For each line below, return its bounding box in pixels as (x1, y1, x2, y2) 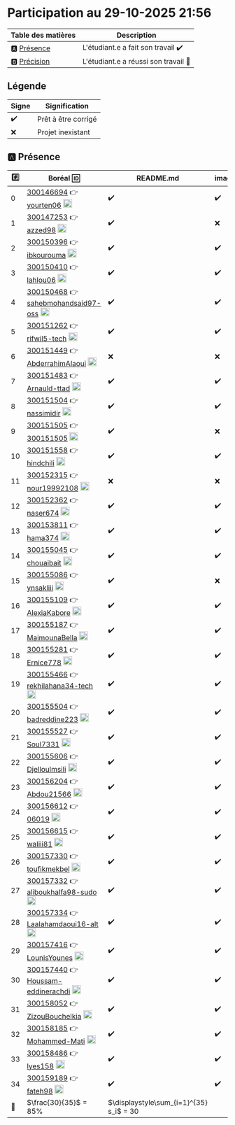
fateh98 (27, 1086, 54, 1096)
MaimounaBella (27, 632, 78, 642)
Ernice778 (27, 658, 62, 667)
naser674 (27, 508, 59, 518)
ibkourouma (27, 250, 66, 260)
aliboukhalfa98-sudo (27, 887, 97, 897)
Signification (45, 101, 89, 111)
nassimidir (27, 408, 61, 418)
